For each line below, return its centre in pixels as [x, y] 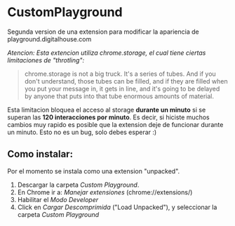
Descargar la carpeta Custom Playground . [78, 185]
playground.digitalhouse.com [49, 39]
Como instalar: [40, 154]
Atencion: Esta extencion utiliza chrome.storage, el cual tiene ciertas [107, 53]
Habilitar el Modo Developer [58, 199]
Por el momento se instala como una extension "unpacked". [94, 171]
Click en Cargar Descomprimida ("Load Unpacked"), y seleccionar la [117, 207]
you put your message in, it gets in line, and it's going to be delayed [122, 88]
